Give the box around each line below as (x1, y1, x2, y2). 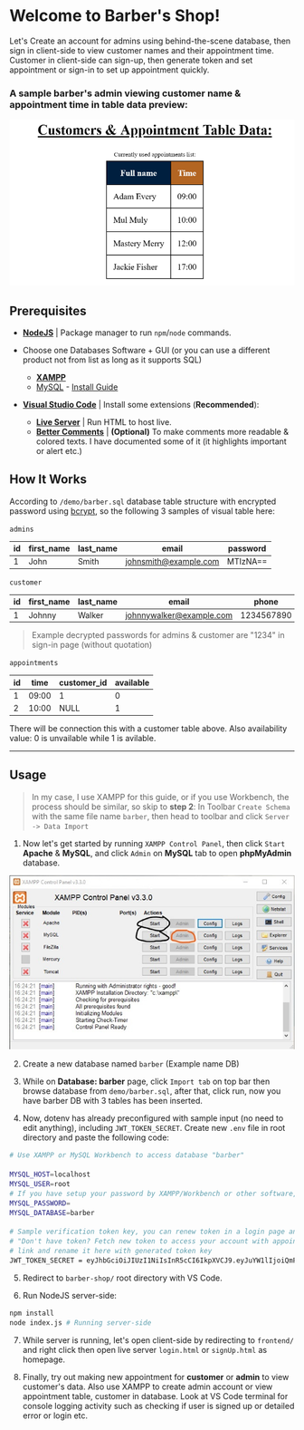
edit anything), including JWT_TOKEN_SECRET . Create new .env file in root (22, 1123, 286, 1134)
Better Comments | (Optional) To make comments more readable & (35, 426, 290, 437)
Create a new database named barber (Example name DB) (22, 1058, 240, 1069)
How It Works (9, 472, 88, 488)
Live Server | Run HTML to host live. (35, 416, 172, 427)
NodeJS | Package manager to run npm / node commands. (22, 327, 233, 338)
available (114, 677, 150, 688)
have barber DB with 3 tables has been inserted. (22, 1096, 204, 1106)
